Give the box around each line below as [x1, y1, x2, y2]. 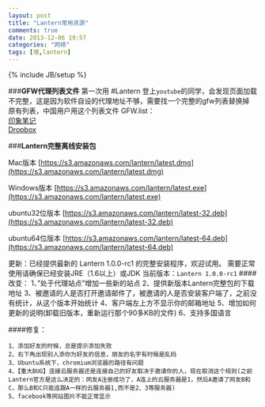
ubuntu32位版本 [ [8, 209, 66, 217]
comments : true [8, 26, 59, 34]
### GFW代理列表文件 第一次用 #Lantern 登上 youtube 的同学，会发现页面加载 [8, 86, 258, 96]
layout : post [8, 11, 51, 20]
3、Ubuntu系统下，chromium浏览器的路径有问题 [8, 359, 144, 367]
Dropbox [8, 125, 37, 134]
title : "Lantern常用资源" [8, 19, 89, 27]
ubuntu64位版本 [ [8, 234, 66, 243]
